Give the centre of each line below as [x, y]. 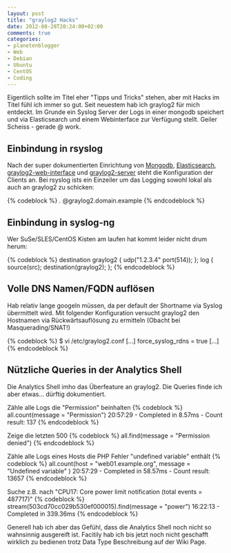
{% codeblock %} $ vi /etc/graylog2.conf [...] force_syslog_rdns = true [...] [113, 341]
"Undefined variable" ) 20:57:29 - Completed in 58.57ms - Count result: [109, 471]
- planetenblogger [33, 46]
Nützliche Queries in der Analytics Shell [94, 370]
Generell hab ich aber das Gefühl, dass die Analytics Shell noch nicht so [109, 527]
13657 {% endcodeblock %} [47, 478]
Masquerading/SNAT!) [39, 327]
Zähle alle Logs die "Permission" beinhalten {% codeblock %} [95, 407]
